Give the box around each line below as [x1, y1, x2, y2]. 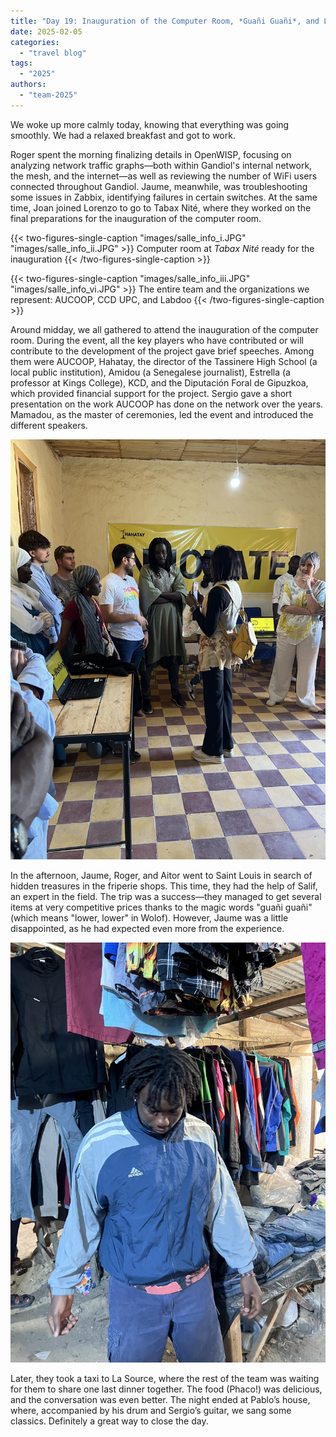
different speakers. [10, 419, 88, 431]
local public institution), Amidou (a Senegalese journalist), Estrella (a [10, 366, 291, 378]
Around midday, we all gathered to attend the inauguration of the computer [10, 323, 319, 335]
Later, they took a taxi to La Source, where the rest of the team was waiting [10, 1372, 320, 1384]
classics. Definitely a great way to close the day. [10, 1415, 209, 1427]
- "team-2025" [19, 90, 78, 100]
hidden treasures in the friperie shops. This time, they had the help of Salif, [10, 880, 318, 892]
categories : [10, 37, 60, 47]
